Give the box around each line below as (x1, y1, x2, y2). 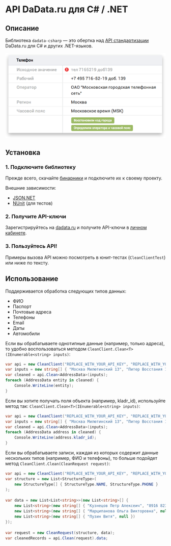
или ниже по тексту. (5, 259, 49, 266)
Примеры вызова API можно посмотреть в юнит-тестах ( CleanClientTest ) (5, 254, 166, 261)
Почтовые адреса (12, 308, 52, 315)
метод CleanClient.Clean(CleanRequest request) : (5, 460, 110, 467)
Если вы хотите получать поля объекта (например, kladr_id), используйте (5, 398, 166, 404)
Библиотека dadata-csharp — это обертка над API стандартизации (5, 37, 149, 43)
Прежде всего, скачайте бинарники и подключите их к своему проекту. (5, 175, 163, 181)
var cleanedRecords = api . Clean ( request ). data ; (5, 535, 108, 541)
